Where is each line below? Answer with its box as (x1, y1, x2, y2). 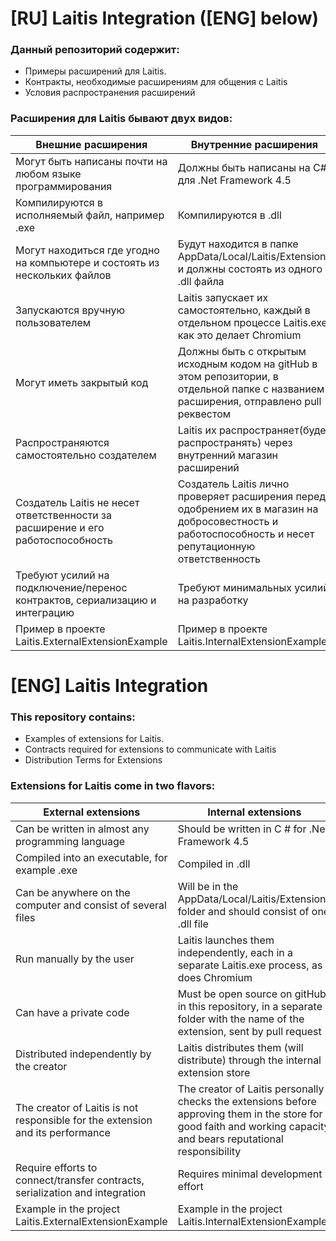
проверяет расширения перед (177, 489, 327, 503)
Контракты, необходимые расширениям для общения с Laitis (24, 76, 288, 88)
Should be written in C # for (177, 822, 307, 836)
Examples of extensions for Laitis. (24, 733, 165, 745)
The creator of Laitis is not (15, 1100, 139, 1114)
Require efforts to (15, 1160, 98, 1174)
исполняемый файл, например (15, 208, 165, 222)
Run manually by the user (15, 952, 135, 966)
